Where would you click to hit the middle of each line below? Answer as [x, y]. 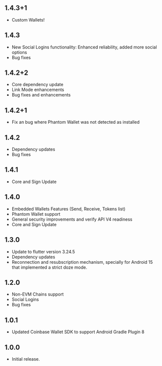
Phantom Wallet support [36, 214]
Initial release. [26, 359]
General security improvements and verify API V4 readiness [72, 219]
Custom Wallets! [28, 20]
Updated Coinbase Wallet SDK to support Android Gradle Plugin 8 [78, 332]
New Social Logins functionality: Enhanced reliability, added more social [84, 47]
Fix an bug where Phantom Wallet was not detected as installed [76, 122]
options [19, 52]
